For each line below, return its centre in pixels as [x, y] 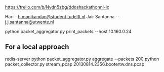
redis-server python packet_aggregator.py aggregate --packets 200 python [82, 59]
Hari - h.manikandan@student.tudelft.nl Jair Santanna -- [62, 17]
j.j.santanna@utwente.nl [30, 22]
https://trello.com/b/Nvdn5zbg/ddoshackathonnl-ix [57, 7]
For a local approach [37, 47]
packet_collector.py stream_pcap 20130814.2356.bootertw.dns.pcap [75, 64]
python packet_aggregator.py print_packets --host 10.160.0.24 [68, 31]
